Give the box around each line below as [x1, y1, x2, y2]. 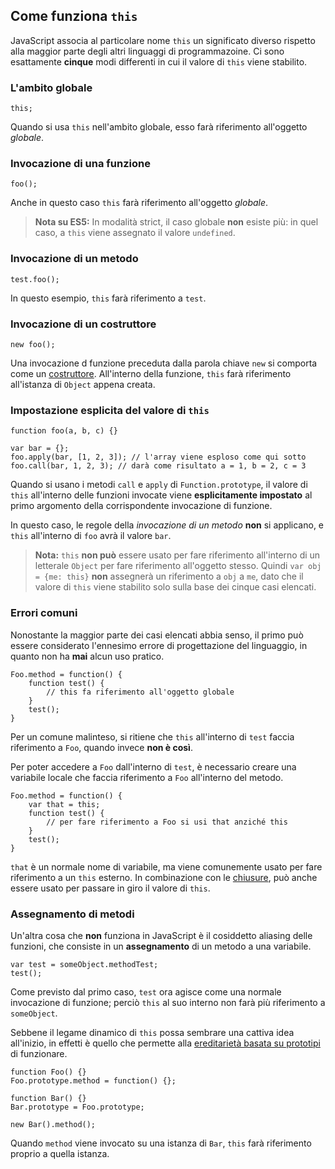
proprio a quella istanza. [10, 1147, 110, 1159]
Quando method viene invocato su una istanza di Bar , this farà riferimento [10, 1137, 312, 1149]
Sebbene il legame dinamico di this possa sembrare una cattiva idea [10, 1026, 295, 1038]
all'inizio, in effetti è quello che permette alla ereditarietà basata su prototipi [10, 1037, 321, 1049]
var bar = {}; [10, 444, 70, 454]
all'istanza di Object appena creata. [10, 379, 156, 390]
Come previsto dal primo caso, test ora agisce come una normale [10, 985, 282, 998]
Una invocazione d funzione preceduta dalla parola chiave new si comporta [10, 357, 318, 369]
